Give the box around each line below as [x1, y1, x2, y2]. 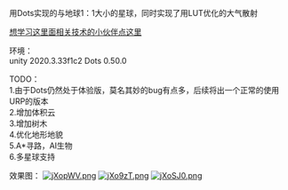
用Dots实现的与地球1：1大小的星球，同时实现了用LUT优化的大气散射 [9, 8, 259, 18]
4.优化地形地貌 [9, 130, 64, 139]
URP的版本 [9, 96, 49, 107]
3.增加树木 [9, 118, 48, 129]
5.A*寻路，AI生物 [9, 140, 73, 151]
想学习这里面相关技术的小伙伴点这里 [9, 27, 142, 37]
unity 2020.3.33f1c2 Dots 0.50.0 [9, 56, 127, 66]
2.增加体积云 [9, 107, 56, 117]
